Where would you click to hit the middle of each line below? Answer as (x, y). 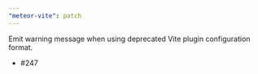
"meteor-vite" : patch (45, 16)
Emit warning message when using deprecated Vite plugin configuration (129, 39)
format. (21, 47)
